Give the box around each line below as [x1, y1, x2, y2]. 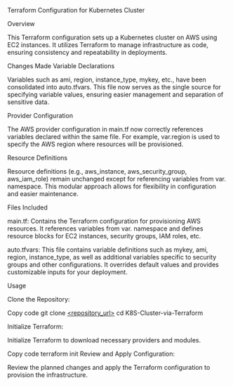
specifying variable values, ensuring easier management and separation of [7, 91, 224, 98]
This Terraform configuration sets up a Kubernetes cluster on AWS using [7, 33, 218, 41]
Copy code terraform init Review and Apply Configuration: [7, 349, 175, 358]
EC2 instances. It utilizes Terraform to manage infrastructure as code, [7, 41, 209, 49]
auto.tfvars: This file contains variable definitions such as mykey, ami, [7, 245, 208, 254]
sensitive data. [7, 98, 50, 106]
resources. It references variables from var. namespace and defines [7, 224, 204, 233]
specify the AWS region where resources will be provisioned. [7, 140, 184, 148]
